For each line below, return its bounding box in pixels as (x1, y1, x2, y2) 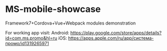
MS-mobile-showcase (5, 3, 101, 15)
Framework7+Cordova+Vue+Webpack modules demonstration (5, 20, 136, 26)
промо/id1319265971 (5, 40, 49, 46)
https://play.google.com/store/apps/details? (70, 29, 162, 35)
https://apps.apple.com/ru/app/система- (68, 35, 154, 41)
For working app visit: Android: (5, 29, 69, 35)
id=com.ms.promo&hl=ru (5, 35, 57, 41)
